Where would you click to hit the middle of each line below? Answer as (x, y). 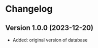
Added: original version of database (50, 40)
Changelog (29, 9)
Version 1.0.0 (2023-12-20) (50, 28)
